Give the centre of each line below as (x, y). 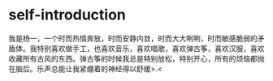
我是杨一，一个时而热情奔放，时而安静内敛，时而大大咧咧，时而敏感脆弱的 (133, 38)
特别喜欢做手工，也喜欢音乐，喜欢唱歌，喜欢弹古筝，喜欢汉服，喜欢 (150, 48)
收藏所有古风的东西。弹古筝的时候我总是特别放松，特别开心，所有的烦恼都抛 (136, 58)
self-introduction (67, 15)
